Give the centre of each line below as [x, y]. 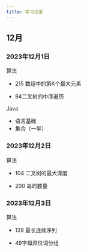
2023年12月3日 [29, 203]
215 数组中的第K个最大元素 [48, 84]
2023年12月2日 [28, 146]
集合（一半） [31, 129]
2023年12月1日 [28, 56]
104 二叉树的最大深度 [41, 173]
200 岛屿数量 [31, 186]
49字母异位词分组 [37, 243]
